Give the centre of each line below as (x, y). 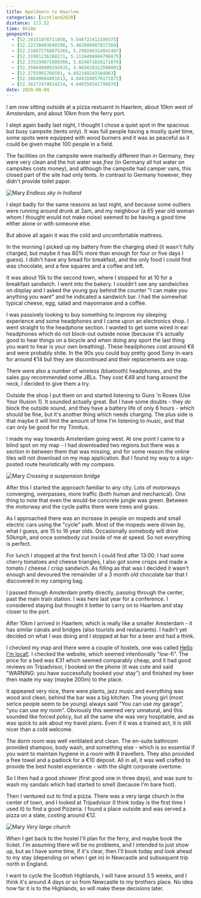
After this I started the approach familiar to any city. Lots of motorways (93, 487)
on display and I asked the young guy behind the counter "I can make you (97, 290)
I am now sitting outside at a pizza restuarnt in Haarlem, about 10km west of (100, 107)
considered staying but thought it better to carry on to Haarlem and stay (95, 605)
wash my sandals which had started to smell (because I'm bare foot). (91, 784)
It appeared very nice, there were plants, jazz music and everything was (95, 691)
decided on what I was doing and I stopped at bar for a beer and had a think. (100, 636)
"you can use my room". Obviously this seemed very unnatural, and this (95, 710)
